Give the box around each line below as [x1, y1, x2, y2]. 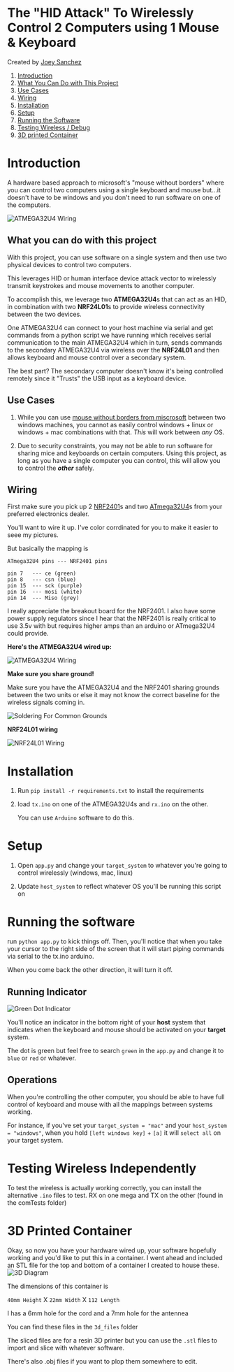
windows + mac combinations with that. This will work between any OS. [17, 428, 225, 436]
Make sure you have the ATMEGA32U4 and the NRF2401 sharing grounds [7, 683, 220, 692]
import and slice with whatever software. [7, 1343, 124, 1352]
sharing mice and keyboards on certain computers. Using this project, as [17, 449, 227, 457]
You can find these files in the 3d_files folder [7, 1322, 138, 1331]
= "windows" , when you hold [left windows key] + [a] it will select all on [7, 1128, 221, 1137]
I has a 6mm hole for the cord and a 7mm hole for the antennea [7, 1309, 189, 1317]
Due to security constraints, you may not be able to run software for [17, 441, 213, 450]
